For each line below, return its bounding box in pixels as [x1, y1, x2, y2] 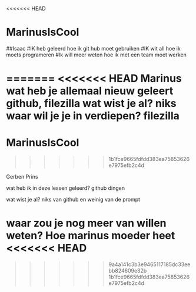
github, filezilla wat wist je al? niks [6, 97, 177, 110]
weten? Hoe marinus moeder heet [6, 229, 175, 243]
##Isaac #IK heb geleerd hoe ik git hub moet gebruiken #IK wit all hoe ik [6, 45, 181, 52]
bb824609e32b [108, 267, 147, 274]
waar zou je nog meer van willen [6, 217, 167, 230]
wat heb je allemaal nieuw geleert [6, 85, 174, 98]
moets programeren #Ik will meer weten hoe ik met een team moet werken [6, 51, 187, 58]
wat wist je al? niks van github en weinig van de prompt [6, 196, 140, 203]
